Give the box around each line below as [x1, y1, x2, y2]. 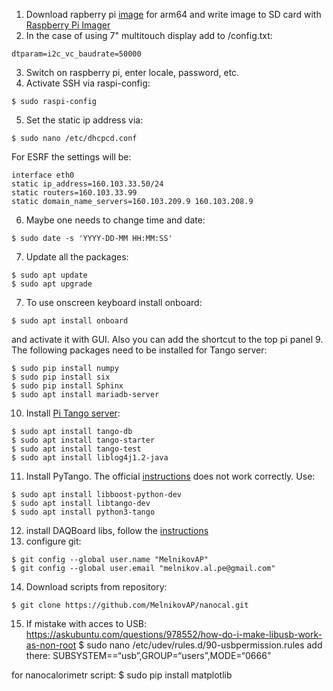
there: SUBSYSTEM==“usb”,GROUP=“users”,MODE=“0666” [25, 650, 272, 661]
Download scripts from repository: [25, 581, 168, 593]
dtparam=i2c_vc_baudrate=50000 [11, 49, 142, 59]
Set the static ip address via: [25, 114, 144, 126]
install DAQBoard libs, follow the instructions [25, 525, 209, 536]
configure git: [25, 535, 82, 547]
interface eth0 [11, 170, 75, 180]
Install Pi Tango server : [25, 407, 121, 419]
